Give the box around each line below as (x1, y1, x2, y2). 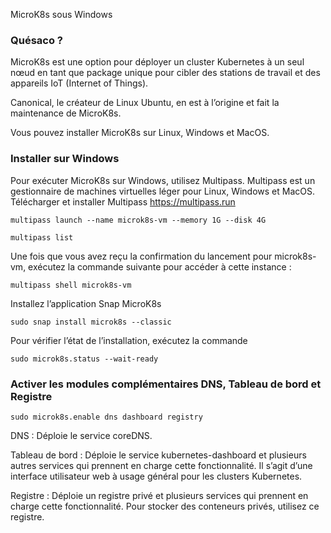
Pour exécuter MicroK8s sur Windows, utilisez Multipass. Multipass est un (10, 174, 316, 186)
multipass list (10, 232, 74, 243)
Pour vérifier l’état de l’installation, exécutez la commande (10, 334, 248, 346)
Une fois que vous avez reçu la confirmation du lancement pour (10, 250, 273, 262)
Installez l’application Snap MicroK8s (10, 297, 162, 309)
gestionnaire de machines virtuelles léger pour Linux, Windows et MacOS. (10, 185, 315, 197)
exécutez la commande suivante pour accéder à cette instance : (28, 260, 292, 273)
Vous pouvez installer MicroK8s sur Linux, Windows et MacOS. (10, 127, 270, 139)
